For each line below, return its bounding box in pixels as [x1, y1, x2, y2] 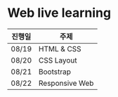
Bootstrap [38, 67, 72, 77]
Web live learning [7, 5, 111, 21]
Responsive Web [38, 78, 94, 88]
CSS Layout [38, 55, 77, 65]
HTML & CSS [38, 44, 82, 53]
